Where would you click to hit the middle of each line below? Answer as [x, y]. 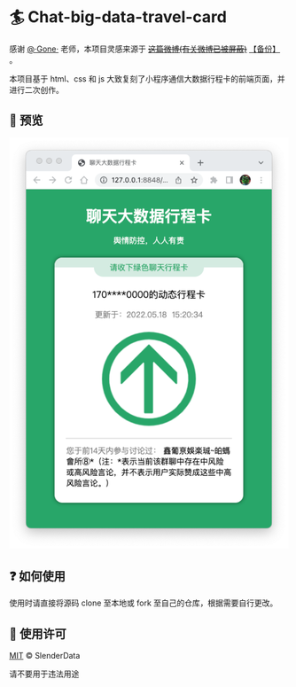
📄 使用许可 [38, 633]
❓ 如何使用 [38, 576]
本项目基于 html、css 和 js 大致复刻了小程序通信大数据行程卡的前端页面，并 [147, 78]
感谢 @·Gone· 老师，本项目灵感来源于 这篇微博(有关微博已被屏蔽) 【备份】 [145, 49]
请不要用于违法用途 [44, 674]
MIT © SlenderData [45, 656]
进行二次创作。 [36, 90]
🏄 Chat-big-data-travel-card [118, 17]
